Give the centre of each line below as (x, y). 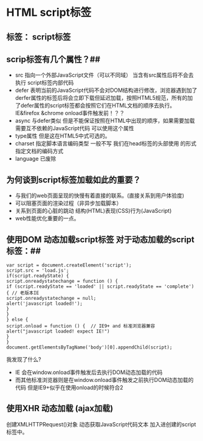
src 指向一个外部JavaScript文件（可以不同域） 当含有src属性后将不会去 (104, 75)
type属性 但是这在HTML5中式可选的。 (63, 136)
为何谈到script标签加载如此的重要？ (74, 180)
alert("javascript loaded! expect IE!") (58, 332)
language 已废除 (36, 159)
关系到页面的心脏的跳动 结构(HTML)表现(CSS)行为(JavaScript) (93, 211)
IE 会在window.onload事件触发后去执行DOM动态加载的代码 (89, 372)
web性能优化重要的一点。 (47, 218)
